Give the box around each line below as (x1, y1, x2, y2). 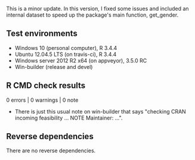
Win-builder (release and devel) (14, 63, 93, 70)
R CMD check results (6, 80, 86, 91)
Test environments (6, 29, 78, 39)
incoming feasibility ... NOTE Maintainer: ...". (14, 114, 123, 121)
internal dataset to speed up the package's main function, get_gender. (6, 11, 179, 18)
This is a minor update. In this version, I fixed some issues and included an (6, 5, 189, 12)
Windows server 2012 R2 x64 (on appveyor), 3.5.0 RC (14, 57, 147, 64)
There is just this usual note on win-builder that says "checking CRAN (14, 108, 186, 115)
